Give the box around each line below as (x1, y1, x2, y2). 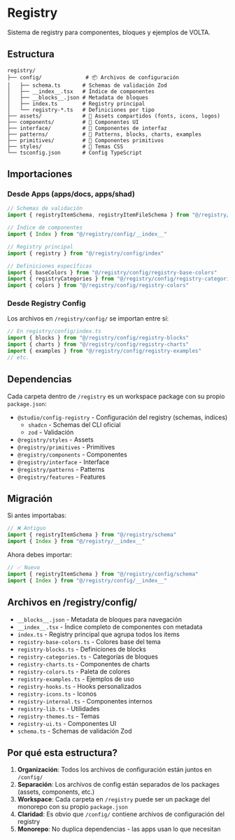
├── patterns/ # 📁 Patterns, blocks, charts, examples (7, 131, 201, 138)
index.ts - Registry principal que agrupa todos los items (17, 630, 180, 638)
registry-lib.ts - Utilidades (17, 704, 100, 713)
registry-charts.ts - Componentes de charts (17, 659, 150, 668)
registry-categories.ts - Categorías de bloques (17, 652, 159, 661)
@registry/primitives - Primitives (17, 442, 115, 451)
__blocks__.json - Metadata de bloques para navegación (17, 615, 182, 624)
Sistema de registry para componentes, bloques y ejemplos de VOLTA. (7, 28, 211, 36)
